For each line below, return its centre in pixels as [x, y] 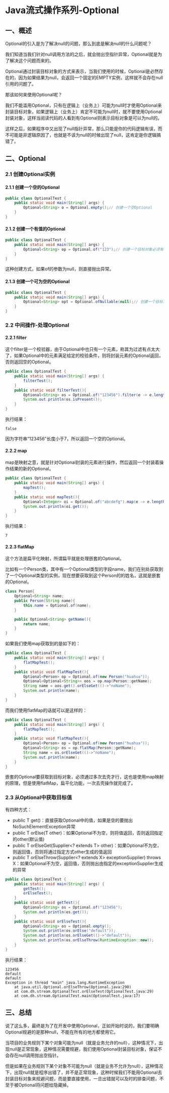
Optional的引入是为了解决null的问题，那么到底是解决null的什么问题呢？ [78, 44]
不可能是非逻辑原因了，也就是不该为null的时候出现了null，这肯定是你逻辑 [81, 135]
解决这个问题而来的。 [31, 60]
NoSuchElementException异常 [44, 826]
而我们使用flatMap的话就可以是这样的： [46, 710]
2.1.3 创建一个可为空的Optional [37, 282]
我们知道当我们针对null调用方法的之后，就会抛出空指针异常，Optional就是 [81, 54]
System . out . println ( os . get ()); [56, 912]
